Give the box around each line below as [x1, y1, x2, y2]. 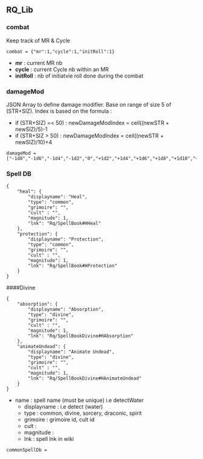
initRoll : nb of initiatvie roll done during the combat [14, 72, 144, 79]
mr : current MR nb [14, 59, 63, 66]
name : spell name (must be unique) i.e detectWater [14, 397, 144, 404]
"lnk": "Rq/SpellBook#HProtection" [28, 263, 118, 269]
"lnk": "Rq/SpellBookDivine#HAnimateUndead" [28, 375, 142, 381]
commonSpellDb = [6, 447, 47, 454]
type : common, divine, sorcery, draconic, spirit [24, 409, 142, 417]
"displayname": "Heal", [28, 194, 88, 200]
